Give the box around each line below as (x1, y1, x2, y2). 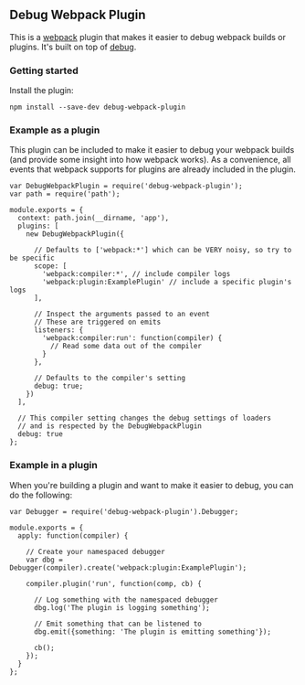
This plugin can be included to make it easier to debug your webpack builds (9, 144, 295, 155)
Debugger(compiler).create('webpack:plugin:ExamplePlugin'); (9, 562, 247, 573)
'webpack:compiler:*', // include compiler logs (42, 270, 231, 279)
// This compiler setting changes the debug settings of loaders (17, 413, 272, 423)
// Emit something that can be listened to (33, 619, 203, 628)
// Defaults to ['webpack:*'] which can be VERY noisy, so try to (33, 246, 292, 255)
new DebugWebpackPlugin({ (26, 230, 125, 239)
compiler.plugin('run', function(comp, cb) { (26, 579, 203, 588)
